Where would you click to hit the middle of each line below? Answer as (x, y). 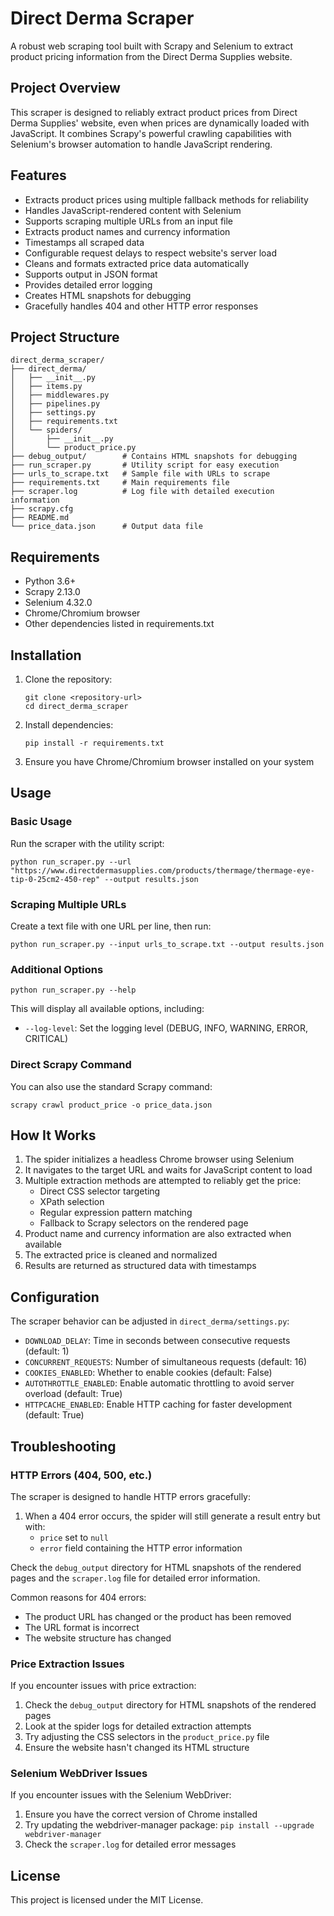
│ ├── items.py (46, 387)
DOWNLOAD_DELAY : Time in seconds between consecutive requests (157, 1341)
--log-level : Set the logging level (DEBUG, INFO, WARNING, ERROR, (166, 1028)
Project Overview (65, 88)
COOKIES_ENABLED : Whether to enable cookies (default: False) (148, 1373)
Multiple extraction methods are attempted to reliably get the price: (163, 1181)
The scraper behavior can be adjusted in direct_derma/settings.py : (150, 1321)
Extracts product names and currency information (127, 231)
